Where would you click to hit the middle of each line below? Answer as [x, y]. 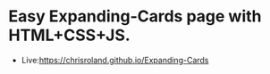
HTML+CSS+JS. [69, 35]
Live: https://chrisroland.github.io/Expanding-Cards [115, 60]
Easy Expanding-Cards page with [135, 16]
